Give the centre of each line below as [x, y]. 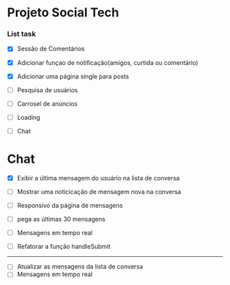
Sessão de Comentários [51, 49]
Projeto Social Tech [63, 13]
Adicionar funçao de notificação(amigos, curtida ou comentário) [107, 62]
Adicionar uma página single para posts [73, 76]
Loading [28, 117]
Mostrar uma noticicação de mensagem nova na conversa [99, 191]
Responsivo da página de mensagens [70, 205]
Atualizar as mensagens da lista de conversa [80, 267]
